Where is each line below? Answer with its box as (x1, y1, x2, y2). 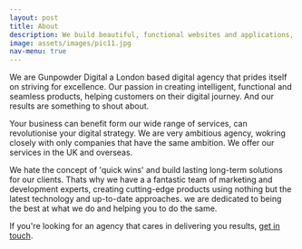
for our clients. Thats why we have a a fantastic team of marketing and (9, 174, 273, 186)
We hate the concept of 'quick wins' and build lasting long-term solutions (9, 165, 283, 176)
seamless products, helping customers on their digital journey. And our (9, 91, 275, 102)
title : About (9, 22, 59, 31)
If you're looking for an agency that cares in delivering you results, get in (9, 221, 281, 232)
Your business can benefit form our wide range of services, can (9, 119, 248, 129)
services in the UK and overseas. (9, 147, 133, 158)
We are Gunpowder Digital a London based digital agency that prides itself (9, 72, 287, 82)
